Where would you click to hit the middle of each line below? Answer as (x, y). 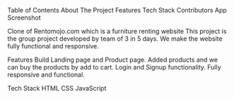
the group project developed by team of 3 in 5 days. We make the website (115, 39)
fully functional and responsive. (53, 46)
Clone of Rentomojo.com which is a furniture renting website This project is (117, 31)
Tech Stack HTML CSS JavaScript (57, 88)
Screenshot (24, 18)
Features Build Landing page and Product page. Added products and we (112, 60)
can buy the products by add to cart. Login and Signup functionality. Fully (114, 67)
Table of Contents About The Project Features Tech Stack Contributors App (117, 10)
